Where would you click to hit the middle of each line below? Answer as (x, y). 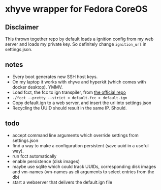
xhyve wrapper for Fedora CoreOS (76, 9)
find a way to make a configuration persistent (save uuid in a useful (80, 145)
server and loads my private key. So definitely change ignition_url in (76, 44)
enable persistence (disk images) (46, 161)
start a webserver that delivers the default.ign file (62, 182)
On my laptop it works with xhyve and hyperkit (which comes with (79, 81)
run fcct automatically (34, 156)
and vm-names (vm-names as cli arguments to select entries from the (83, 172)
